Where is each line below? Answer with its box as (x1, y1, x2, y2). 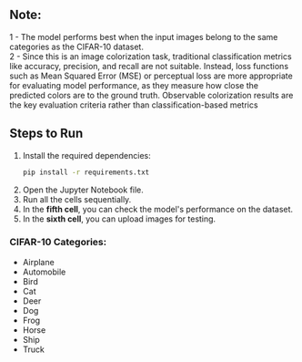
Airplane (22, 256, 55, 267)
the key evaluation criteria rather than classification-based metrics (9, 99, 258, 110)
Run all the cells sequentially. (22, 193, 132, 204)
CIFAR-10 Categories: (9, 236, 107, 249)
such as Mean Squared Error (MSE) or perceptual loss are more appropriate (9, 70, 293, 81)
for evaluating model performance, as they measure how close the (9, 79, 259, 90)
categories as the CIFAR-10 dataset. (9, 41, 144, 52)
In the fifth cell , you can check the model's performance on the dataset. (22, 203, 294, 214)
